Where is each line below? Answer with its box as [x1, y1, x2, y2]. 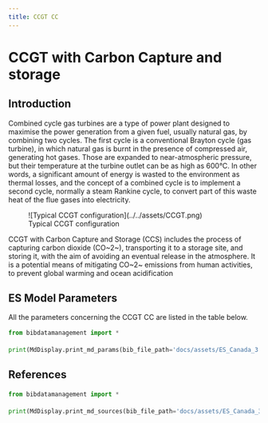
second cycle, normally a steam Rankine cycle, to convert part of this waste [8, 186, 257, 196]
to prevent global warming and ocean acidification [8, 268, 174, 277]
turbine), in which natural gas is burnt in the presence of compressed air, [8, 144, 248, 154]
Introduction [8, 97, 72, 111]
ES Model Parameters [8, 292, 118, 305]
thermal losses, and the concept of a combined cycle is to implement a [8, 178, 241, 187]
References [8, 368, 67, 381]
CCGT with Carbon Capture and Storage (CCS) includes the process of [8, 234, 242, 244]
